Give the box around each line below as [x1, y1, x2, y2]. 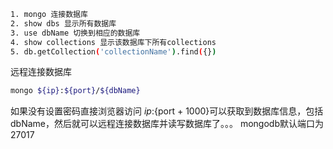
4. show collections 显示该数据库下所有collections [10, 37, 217, 47]
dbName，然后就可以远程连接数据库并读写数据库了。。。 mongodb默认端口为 [10, 118, 324, 130]
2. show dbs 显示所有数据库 [10, 18, 117, 29]
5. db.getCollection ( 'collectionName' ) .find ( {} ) [10, 46, 217, 57]
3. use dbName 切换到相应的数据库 [10, 28, 141, 38]
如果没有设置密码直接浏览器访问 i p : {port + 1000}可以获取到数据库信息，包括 [10, 105, 324, 117]
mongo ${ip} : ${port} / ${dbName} [10, 86, 141, 96]
